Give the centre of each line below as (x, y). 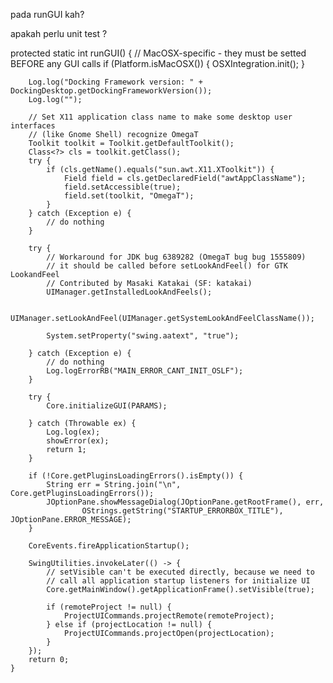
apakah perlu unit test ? (59, 33)
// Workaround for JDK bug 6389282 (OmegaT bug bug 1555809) (176, 257)
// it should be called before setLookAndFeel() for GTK (167, 266)
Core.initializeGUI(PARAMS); (107, 406)
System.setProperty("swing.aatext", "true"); (143, 336)
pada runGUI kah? (47, 14)
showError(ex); (78, 441)
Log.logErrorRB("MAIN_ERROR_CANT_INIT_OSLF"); (145, 371)
